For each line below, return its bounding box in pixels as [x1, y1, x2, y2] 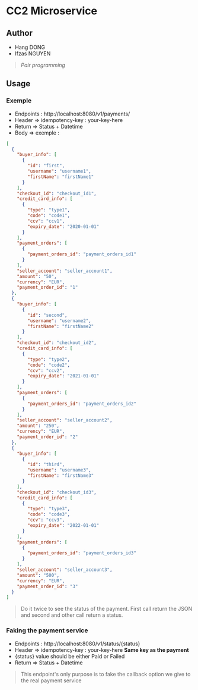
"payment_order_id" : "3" [17, 583, 78, 589]
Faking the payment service [6, 626, 88, 635]
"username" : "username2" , [27, 317, 92, 324]
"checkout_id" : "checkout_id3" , [17, 489, 97, 495]
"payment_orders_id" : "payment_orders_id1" [27, 251, 136, 257]
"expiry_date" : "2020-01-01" [27, 223, 100, 230]
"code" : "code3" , [27, 511, 70, 517]
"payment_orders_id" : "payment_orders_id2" [27, 401, 136, 407]
